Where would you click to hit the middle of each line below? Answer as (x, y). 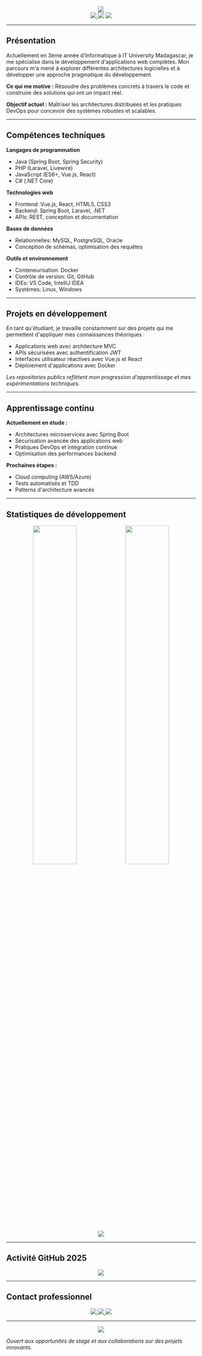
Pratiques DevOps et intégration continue (66, 447)
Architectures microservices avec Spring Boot (72, 435)
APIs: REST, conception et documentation (67, 217)
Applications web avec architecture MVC (65, 347)
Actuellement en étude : (37, 423)
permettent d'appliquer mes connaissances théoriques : (76, 334)
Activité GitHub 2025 (47, 1258)
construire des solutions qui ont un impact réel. (65, 92)
